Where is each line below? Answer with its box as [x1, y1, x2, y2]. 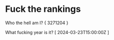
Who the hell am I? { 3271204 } [5, 20, 69, 26]
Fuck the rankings [5, 3, 81, 15]
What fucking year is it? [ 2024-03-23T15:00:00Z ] [5, 29, 110, 35]
